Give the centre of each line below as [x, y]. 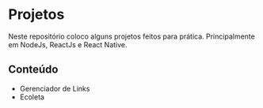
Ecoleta [32, 97]
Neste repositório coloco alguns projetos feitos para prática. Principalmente [131, 36]
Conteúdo [33, 70]
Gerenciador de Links [55, 88]
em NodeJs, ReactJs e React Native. [68, 44]
